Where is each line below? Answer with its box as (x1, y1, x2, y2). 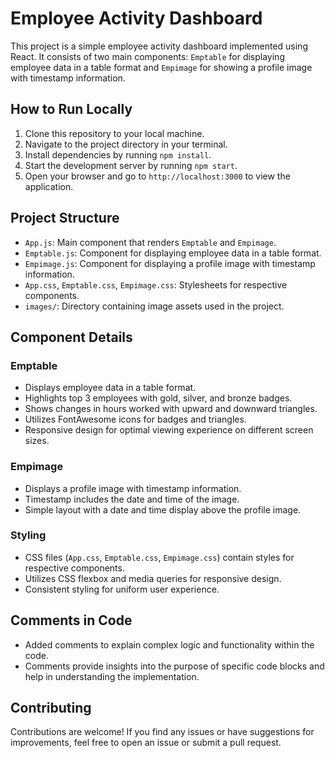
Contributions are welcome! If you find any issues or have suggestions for (10, 726, 315, 738)
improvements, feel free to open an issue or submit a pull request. (10, 737, 282, 749)
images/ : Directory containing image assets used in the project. (24, 300, 285, 312)
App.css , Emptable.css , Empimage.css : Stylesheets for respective (24, 278, 288, 291)
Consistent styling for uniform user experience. (24, 583, 220, 595)
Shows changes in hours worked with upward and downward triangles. (24, 403, 318, 415)
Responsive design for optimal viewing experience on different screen (24, 424, 314, 436)
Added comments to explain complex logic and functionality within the (24, 638, 315, 651)
